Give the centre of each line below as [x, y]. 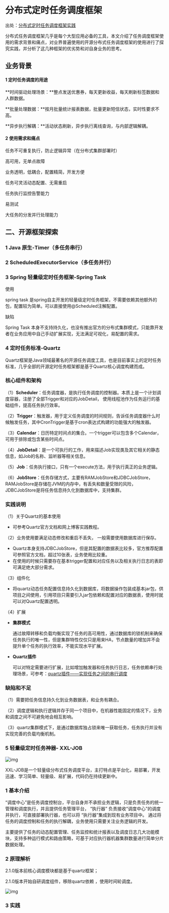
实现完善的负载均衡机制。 [32, 734]
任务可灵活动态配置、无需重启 [36, 182]
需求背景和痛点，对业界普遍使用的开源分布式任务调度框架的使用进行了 [87, 42]
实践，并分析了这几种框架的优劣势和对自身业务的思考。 [67, 48]
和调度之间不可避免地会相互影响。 [40, 717]
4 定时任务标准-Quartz [33, 348]
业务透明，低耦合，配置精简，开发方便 [45, 172]
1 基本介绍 [17, 790]
